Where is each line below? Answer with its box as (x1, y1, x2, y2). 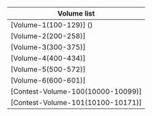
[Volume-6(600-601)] (10, 76, 86, 85)
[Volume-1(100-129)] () (10, 20, 93, 29)
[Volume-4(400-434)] (10, 54, 86, 63)
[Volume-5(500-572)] (10, 65, 86, 74)
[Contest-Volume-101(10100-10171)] (10, 98, 142, 107)
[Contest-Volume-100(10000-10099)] (10, 87, 142, 96)
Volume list (57, 9, 95, 18)
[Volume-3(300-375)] (10, 42, 86, 52)
